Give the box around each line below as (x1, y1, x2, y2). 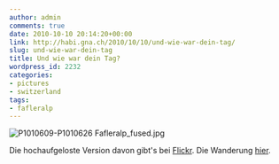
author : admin (9, 12, 62, 22)
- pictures (9, 79, 50, 88)
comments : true (9, 21, 66, 30)
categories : (9, 71, 53, 80)
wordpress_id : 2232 (9, 63, 81, 72)
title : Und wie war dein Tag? (9, 54, 121, 63)
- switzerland (9, 87, 62, 96)
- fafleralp (9, 104, 53, 113)
